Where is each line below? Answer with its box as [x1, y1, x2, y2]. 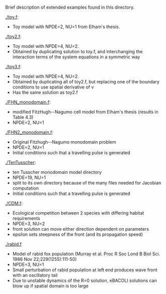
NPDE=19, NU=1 [12, 174, 46, 180]
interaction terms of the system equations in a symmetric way [12, 54, 140, 60]
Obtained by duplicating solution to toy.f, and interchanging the [12, 49, 143, 54]
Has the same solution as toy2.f [12, 89, 78, 95]
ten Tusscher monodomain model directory [12, 169, 102, 175]
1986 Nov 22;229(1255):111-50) [12, 256, 77, 262]
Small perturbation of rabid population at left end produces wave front [12, 267, 157, 273]
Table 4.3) [12, 114, 34, 120]
